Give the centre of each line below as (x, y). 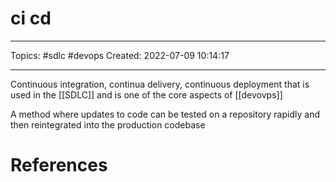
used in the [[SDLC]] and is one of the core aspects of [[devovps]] (146, 94)
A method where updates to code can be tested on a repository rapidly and (165, 114)
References (59, 165)
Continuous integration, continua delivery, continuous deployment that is (160, 84)
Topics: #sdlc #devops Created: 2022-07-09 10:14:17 (120, 55)
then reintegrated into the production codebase (108, 124)
